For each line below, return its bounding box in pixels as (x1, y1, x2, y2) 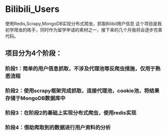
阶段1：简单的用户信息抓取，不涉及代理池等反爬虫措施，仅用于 (5, 65, 156, 72)
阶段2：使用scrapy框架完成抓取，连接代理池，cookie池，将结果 (5, 87, 160, 94)
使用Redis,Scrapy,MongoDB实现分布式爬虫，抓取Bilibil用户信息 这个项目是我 (5, 20, 162, 26)
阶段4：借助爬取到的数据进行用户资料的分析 (5, 124, 111, 131)
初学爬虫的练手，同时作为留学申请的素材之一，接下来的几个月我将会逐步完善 (5, 26, 163, 33)
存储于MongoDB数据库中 (5, 95, 66, 102)
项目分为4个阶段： (5, 49, 62, 58)
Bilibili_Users (5, 3, 60, 15)
